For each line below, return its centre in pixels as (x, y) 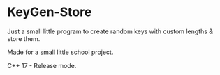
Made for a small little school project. (60, 52)
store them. (24, 38)
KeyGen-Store (50, 12)
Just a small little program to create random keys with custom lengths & (110, 31)
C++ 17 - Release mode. (42, 65)
